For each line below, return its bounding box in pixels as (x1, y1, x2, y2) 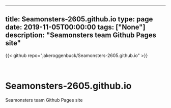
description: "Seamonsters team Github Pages (5, 31, 157, 40)
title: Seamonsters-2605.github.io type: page (5, 15, 153, 23)
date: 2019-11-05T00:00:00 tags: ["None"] (5, 23, 146, 32)
